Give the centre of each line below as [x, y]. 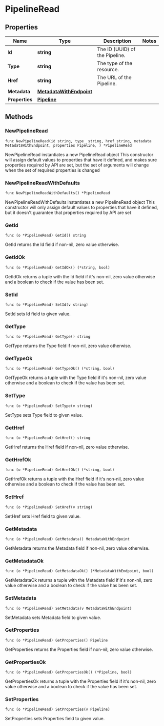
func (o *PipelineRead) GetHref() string [48, 438]
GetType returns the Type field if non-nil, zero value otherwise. [68, 346]
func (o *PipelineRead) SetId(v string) [47, 305]
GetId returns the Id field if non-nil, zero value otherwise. [62, 244]
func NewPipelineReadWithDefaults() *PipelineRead [58, 193]
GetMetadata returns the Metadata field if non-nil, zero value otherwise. [77, 548]
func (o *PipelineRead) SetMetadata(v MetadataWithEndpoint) [69, 608]
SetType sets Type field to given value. [44, 415]
